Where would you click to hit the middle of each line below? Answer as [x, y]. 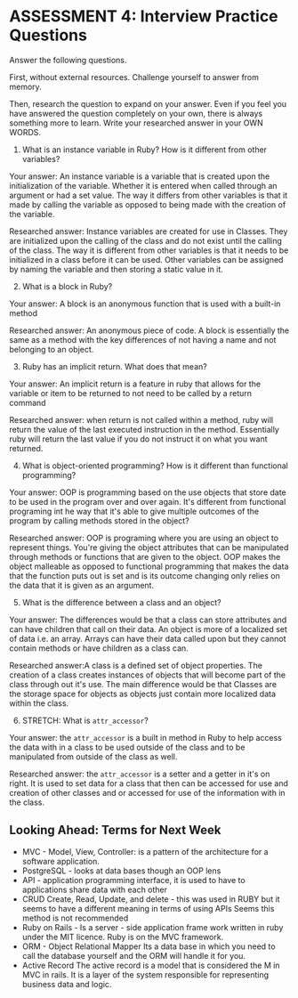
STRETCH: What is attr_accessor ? [85, 720]
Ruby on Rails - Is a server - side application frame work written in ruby [153, 927]
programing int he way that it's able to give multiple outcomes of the [134, 511]
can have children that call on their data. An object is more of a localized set [148, 629]
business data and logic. [67, 984]
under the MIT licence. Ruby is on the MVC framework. [123, 937]
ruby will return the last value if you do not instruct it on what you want [139, 439]
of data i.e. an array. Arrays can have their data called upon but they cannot [148, 638]
